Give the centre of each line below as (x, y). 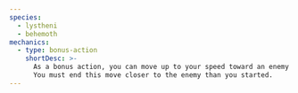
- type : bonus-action (58, 50)
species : (25, 17)
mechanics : (29, 42)
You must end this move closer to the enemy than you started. (153, 75)
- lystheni (37, 26)
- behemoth (37, 34)
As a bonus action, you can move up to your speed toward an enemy (161, 67)
